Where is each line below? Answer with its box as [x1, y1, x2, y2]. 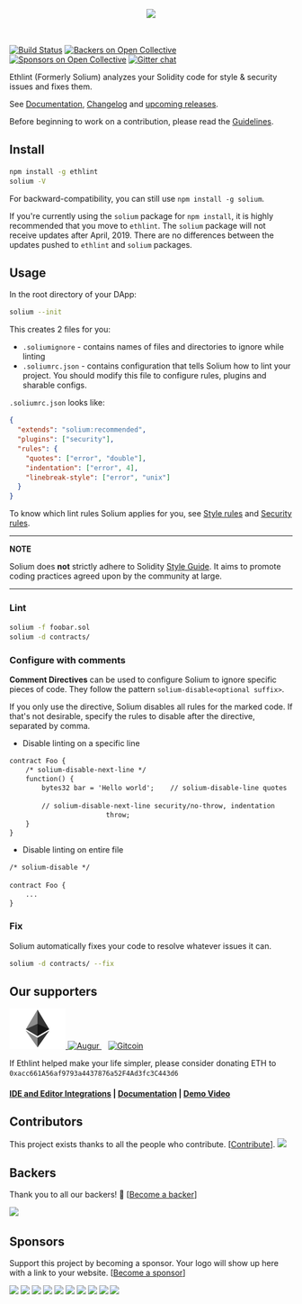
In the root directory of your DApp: [9, 289, 138, 300]
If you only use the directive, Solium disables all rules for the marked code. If [9, 701, 293, 712]
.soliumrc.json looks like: [9, 397, 105, 408]
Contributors [9, 1114, 84, 1130]
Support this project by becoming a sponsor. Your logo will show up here [9, 1258, 279, 1269]
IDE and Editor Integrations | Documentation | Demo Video [9, 1088, 231, 1099]
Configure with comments [9, 654, 126, 667]
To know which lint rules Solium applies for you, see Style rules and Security [9, 508, 292, 519]
